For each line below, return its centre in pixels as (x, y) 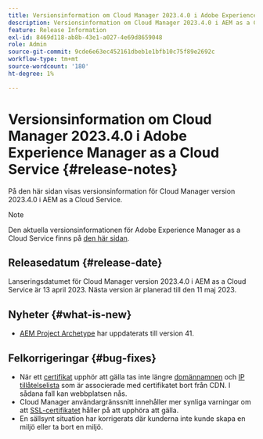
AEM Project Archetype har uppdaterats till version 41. (106, 333)
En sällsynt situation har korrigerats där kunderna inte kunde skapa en (132, 419)
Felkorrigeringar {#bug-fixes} (82, 358)
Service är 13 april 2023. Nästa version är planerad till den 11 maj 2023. (122, 290)
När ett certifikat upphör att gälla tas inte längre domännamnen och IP (132, 377)
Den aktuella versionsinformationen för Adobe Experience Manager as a (124, 230)
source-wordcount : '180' (49, 67)
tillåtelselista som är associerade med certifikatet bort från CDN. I (125, 385)
